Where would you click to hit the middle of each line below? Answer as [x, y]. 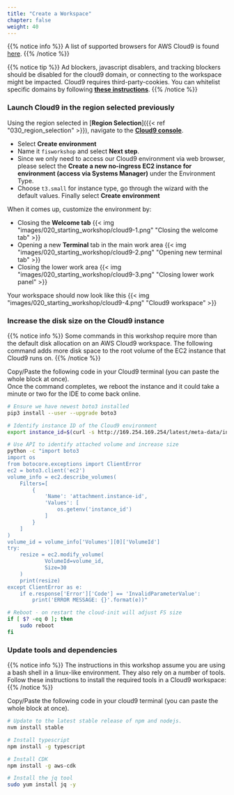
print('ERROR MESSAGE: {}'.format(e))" [90, 600]
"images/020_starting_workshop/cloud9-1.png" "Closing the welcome [118, 230]
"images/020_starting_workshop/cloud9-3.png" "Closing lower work [116, 274]
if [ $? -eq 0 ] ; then [40, 619]
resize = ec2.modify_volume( [62, 555]
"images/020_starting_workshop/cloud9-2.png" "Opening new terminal [120, 252]
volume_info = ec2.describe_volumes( [62, 477]
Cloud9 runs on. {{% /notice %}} [54, 358]
